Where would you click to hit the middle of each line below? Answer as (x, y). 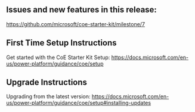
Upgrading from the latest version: (48, 97)
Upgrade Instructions (47, 83)
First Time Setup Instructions (62, 43)
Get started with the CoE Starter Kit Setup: (58, 57)
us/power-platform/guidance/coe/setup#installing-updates (78, 103)
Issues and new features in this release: (81, 10)
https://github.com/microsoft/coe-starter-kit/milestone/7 (75, 24)
